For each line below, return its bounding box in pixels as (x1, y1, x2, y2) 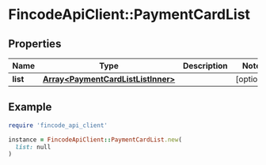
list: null (15, 143, 51, 151)
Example (8, 100, 52, 114)
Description (182, 61, 228, 71)
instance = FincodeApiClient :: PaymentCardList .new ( (8, 136, 182, 144)
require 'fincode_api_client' (8, 121, 108, 129)
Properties (8, 37, 62, 51)
